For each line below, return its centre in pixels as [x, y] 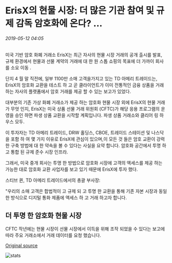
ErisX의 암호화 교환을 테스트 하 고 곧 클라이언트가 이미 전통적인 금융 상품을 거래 [85, 85]
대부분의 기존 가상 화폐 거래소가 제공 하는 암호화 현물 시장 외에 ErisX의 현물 [80, 102]
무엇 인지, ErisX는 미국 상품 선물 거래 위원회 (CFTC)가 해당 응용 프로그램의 [85, 109]
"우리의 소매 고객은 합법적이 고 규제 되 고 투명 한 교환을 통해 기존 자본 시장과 [81, 191]
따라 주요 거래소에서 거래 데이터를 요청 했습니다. [53, 235]
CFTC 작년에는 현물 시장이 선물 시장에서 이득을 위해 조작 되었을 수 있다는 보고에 [85, 229]
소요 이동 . [21, 68]
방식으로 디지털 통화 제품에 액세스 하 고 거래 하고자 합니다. [69, 198]
